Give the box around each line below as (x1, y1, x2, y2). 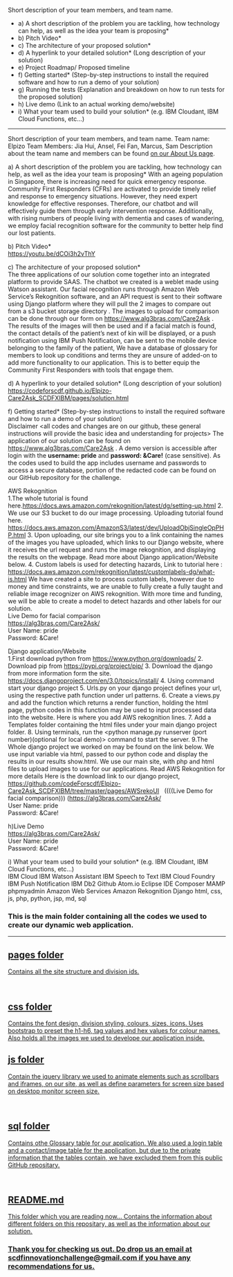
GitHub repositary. (8, 1161, 60, 1169)
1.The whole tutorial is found (8, 494, 88, 502)
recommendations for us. (8, 1262, 95, 1271)
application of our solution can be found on (8, 437, 131, 445)
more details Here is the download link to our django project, (8, 772, 180, 780)
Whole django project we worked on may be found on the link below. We (8, 743, 214, 751)
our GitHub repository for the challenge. (8, 474, 122, 481)
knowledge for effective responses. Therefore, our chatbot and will (8, 200, 199, 207)
